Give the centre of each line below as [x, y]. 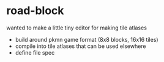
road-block [35, 11]
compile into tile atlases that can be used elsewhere [80, 46]
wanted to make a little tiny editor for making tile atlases [76, 28]
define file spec [35, 52]
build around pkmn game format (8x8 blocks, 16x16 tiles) [87, 39]
